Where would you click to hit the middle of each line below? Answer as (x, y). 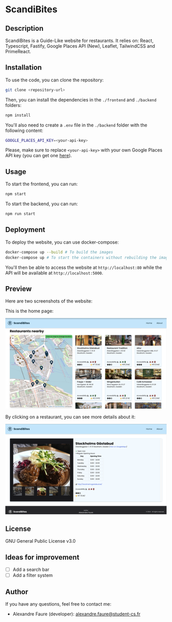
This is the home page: (29, 311)
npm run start (20, 214)
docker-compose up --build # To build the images (59, 252)
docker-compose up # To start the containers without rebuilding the (81, 258)
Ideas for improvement (42, 557)
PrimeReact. (18, 51)
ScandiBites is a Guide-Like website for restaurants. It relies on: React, (79, 40)
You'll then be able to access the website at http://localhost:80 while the (84, 267)
